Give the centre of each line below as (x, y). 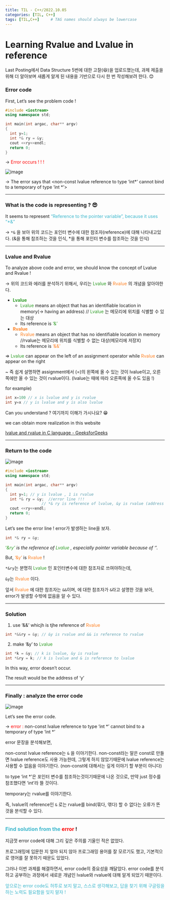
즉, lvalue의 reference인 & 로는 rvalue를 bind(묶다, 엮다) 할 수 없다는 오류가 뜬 (83, 804)
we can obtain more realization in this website (53, 423)
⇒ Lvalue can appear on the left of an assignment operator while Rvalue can (85, 356)
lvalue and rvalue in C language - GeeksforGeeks (56, 433)
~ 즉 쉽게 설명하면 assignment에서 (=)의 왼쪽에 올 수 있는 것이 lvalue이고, (78, 372)
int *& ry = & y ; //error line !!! (47, 499)
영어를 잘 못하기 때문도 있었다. (40, 858)
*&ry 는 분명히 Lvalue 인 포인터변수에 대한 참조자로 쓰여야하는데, (68, 568)
